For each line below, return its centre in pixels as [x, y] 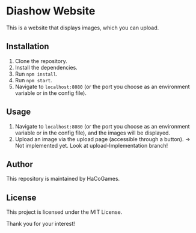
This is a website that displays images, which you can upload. [83, 28]
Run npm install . [36, 74]
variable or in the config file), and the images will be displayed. [92, 133]
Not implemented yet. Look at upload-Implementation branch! [91, 145]
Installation [28, 47]
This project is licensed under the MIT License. [64, 212]
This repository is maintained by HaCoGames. [63, 179]
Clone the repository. [41, 61]
